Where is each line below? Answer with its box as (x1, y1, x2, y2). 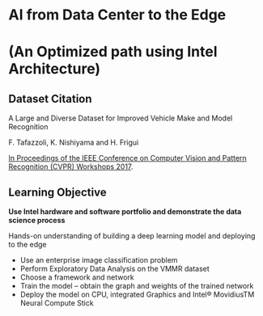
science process (8, 216, 66, 225)
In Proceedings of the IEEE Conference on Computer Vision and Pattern (8, 154, 247, 163)
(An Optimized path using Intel (8, 43, 218, 61)
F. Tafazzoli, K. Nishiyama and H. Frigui (8, 137, 139, 147)
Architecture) (8, 60, 101, 78)
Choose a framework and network (19, 272, 135, 282)
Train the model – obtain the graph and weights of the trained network (19, 281, 254, 290)
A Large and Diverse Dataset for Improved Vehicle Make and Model (8, 113, 233, 123)
